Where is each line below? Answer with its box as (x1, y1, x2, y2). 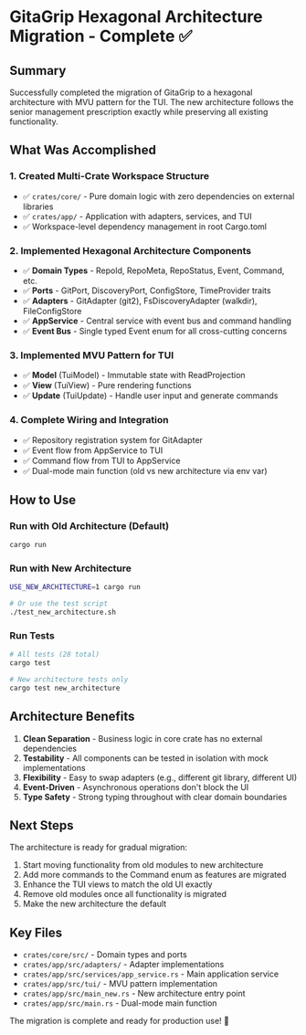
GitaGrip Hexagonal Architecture (9, 6, 263, 27)
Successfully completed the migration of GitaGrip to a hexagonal (9, 87, 253, 98)
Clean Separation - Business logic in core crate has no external (22, 733, 263, 744)
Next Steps (9, 818, 74, 833)
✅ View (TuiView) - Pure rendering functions (22, 380, 192, 391)
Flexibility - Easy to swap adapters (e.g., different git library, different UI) (22, 772, 298, 783)
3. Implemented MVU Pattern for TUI (9, 349, 174, 362)
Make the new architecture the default (22, 898, 167, 910)
